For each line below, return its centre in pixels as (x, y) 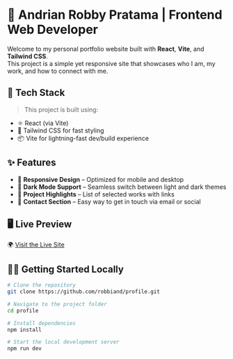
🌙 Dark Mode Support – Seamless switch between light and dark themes (122, 187)
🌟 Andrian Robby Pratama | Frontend (115, 15)
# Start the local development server (63, 342)
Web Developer (53, 30)
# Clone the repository (42, 285)
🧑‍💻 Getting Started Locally (65, 269)
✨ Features (32, 163)
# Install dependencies (42, 323)
